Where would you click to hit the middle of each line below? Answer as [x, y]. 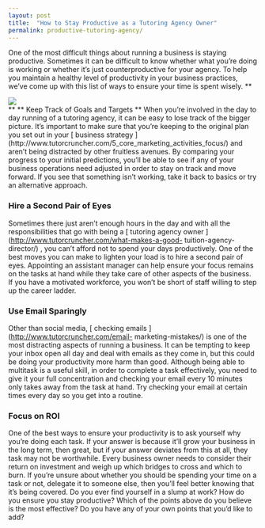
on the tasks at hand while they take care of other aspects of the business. [130, 273]
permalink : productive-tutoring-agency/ [76, 30]
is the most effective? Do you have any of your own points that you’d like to [131, 509]
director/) [23, 248]
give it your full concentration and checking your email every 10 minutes [125, 378]
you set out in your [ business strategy [71, 135]
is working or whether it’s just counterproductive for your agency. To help [128, 70]
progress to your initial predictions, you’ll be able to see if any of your [121, 160]
